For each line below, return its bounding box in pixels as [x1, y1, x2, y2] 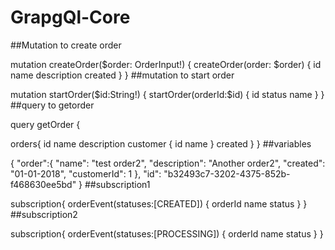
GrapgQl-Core [10, 6, 131, 29]
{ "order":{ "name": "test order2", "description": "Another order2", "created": [10, 157, 326, 169]
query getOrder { [10, 118, 81, 130]
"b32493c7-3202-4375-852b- [163, 167, 291, 180]
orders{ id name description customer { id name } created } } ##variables [10, 137, 312, 150]
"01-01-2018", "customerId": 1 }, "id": [10, 167, 162, 180]
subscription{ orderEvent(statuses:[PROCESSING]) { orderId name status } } [10, 227, 324, 240]
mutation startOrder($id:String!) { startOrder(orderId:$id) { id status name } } [10, 88, 325, 100]
